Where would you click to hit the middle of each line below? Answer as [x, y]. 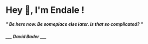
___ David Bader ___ [26, 37]
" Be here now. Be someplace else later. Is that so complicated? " [74, 24]
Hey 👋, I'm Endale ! [45, 10]
